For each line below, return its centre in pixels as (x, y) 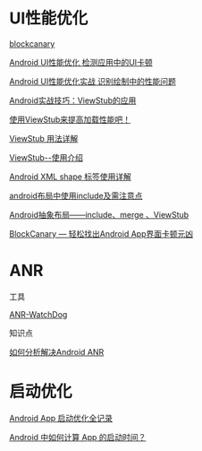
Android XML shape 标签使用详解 (71, 177)
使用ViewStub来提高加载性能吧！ (70, 119)
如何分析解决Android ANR (57, 351)
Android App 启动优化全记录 (61, 418)
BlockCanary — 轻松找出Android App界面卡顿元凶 (101, 233)
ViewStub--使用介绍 (46, 157)
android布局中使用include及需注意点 (76, 195)
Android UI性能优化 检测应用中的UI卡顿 (81, 62)
